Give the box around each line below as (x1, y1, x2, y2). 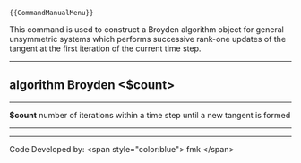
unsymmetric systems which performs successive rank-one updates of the (9, 34, 287, 44)
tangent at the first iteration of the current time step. (9, 43, 202, 54)
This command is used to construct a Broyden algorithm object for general (9, 24, 284, 35)
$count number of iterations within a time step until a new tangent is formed (9, 109, 291, 120)
